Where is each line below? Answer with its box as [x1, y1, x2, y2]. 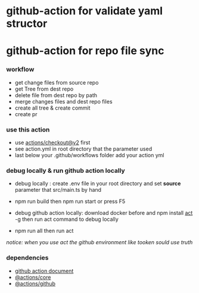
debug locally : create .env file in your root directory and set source [14, 180, 181, 187]
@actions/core [14, 273, 51, 280]
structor [6, 17, 48, 30]
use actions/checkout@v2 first [14, 139, 91, 146]
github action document [14, 267, 74, 275]
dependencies [6, 254, 49, 262]
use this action [6, 125, 50, 133]
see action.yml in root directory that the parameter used [14, 145, 153, 152]
